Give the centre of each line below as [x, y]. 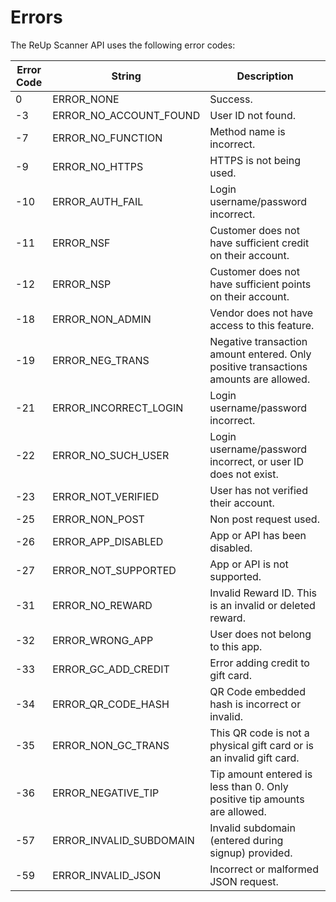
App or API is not [249, 564]
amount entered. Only [260, 354]
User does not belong [260, 634]
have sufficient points [260, 284]
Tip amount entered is [261, 774]
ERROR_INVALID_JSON [107, 875]
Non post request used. [264, 519]
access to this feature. [262, 325]
